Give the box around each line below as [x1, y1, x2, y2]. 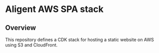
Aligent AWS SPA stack [5, 3, 104, 15]
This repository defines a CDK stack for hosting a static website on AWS [5, 36, 154, 42]
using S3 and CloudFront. [5, 42, 58, 48]
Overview [5, 23, 36, 32]
